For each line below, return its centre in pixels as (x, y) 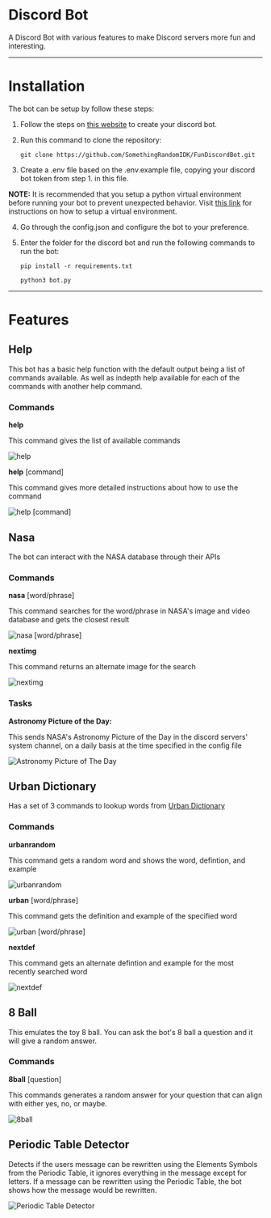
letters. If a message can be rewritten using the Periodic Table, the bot (125, 1181)
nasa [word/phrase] (42, 596)
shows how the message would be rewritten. (83, 1190)
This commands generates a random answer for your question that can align (135, 1095)
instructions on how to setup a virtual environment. (93, 211)
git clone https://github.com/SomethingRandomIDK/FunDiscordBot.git (138, 155)
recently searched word (48, 971)
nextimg (23, 651)
